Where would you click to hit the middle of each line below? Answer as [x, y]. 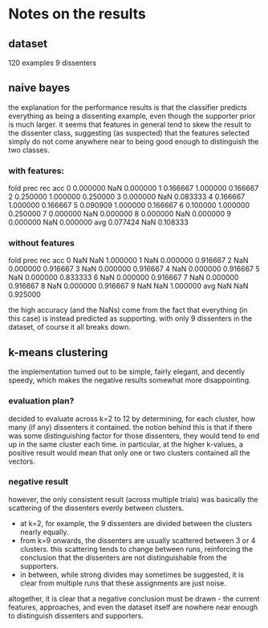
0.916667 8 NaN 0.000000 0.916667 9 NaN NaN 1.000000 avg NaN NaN [128, 286]
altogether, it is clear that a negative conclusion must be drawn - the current [134, 598]
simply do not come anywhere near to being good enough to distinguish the [134, 141]
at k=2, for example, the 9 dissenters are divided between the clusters [136, 523]
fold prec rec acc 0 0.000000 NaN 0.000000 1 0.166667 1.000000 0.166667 [134, 188]
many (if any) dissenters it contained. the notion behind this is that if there [130, 427]
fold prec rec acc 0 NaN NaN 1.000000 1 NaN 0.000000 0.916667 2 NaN [128, 261]
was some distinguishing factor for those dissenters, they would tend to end [134, 436]
